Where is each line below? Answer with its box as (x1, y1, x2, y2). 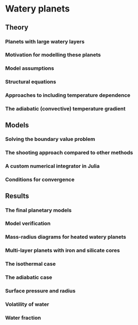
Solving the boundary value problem (5, 136, 96, 143)
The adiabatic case (5, 274, 52, 281)
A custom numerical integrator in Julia (5, 162, 100, 170)
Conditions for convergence (5, 176, 75, 183)
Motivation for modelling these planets (5, 51, 101, 58)
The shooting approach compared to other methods (5, 149, 134, 156)
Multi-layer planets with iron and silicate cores (5, 247, 120, 254)
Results (5, 192, 29, 200)
